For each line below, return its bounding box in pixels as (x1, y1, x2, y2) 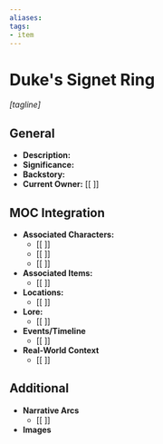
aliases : (9, 13, 43, 23)
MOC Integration (9, 205, 106, 221)
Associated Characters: (22, 229, 115, 240)
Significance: (22, 160, 75, 171)
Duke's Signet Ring (9, 69, 156, 90)
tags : (9, 22, 30, 31)
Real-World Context (22, 344, 100, 355)
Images (22, 424, 52, 435)
